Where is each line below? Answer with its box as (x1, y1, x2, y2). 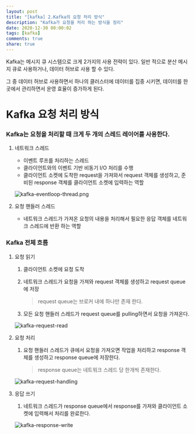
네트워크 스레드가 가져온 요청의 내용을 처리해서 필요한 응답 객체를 (23, 215, 172, 223)
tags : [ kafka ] (6, 30, 41, 36)
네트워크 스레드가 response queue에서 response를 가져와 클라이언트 (23, 402, 182, 409)
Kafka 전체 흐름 (6, 238, 48, 247)
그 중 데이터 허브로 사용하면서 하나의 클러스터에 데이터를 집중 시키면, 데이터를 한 (6, 77, 189, 85)
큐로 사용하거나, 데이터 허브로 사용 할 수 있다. (12, 65, 115, 72)
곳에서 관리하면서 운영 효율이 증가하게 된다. (6, 85, 105, 92)
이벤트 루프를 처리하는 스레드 (23, 157, 89, 164)
